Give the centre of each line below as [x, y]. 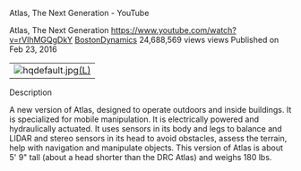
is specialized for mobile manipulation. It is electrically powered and [134, 119]
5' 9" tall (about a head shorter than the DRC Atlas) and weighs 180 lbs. [141, 157]
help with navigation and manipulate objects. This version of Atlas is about [146, 148]
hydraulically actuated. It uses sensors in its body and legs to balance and [146, 128]
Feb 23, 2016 [33, 49]
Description [30, 92]
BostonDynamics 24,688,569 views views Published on [177, 40]
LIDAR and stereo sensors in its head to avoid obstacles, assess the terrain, [148, 138]
